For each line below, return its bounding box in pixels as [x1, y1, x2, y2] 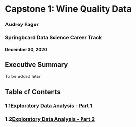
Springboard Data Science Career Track [5, 34, 102, 41]
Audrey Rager [5, 21, 39, 28]
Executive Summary [5, 60, 68, 69]
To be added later [5, 74, 41, 79]
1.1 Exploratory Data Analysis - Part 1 [5, 102, 92, 109]
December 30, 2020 [5, 46, 48, 52]
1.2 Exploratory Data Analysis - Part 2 [5, 115, 95, 122]
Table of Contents [5, 87, 61, 96]
